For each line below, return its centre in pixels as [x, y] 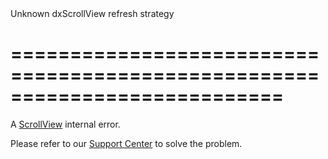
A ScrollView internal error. [65, 124]
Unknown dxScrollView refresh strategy [92, 13]
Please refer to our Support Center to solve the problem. [126, 143]
